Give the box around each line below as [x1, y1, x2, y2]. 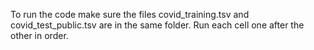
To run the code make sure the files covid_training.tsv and [10, 9, 250, 20]
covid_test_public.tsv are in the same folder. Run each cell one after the [10, 19, 305, 31]
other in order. [10, 30, 69, 41]
